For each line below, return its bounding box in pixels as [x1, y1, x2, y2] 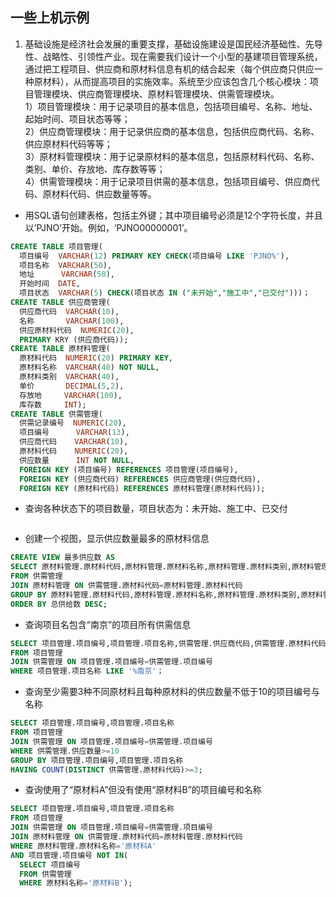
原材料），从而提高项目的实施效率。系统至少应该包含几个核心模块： [33, 75, 310, 87]
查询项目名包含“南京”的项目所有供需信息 [24, 618, 192, 630]
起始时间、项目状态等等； [24, 113, 131, 125]
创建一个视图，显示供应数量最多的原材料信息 [24, 533, 210, 545]
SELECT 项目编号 [19, 859, 82, 870]
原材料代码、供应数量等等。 [42, 188, 157, 200]
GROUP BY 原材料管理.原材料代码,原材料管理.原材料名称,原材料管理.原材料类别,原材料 [10, 589, 323, 600]
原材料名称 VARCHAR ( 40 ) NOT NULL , [19, 363, 160, 373]
